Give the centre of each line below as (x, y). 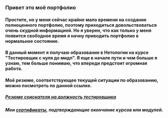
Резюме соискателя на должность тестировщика (61, 97)
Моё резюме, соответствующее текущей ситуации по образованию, (82, 80)
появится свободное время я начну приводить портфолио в (72, 36)
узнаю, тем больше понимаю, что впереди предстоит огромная (76, 63)
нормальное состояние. (32, 41)
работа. (14, 69)
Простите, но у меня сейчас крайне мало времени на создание (76, 20)
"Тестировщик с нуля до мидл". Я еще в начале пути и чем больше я (81, 58)
